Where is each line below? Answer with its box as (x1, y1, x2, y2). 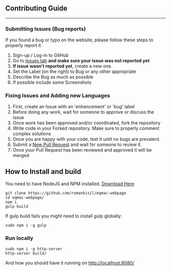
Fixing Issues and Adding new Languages (5, 92, 110, 99)
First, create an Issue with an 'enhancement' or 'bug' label (12, 104, 135, 110)
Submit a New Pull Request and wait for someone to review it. (12, 141, 142, 147)
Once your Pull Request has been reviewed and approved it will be (12, 147, 152, 153)
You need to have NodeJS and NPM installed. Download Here (5, 181, 134, 187)
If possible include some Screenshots (12, 79, 92, 86)
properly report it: (5, 42, 42, 48)
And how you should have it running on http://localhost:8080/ (5, 260, 135, 266)
